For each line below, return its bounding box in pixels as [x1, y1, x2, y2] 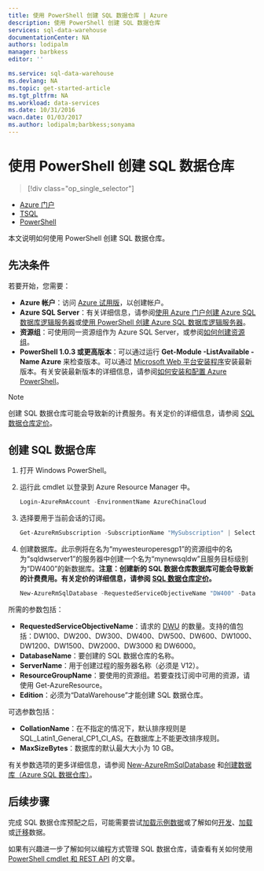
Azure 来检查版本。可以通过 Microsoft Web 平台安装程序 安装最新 [41, 356, 253, 366]
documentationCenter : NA [8, 33, 90, 42]
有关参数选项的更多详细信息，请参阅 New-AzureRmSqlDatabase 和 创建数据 [8, 760, 252, 770]
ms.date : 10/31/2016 [8, 106, 76, 114]
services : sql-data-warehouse [8, 26, 108, 34]
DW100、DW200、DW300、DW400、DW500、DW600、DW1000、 [33, 631, 256, 641]
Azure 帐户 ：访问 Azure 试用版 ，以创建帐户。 [19, 297, 168, 307]
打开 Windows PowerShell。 [19, 466, 112, 475]
